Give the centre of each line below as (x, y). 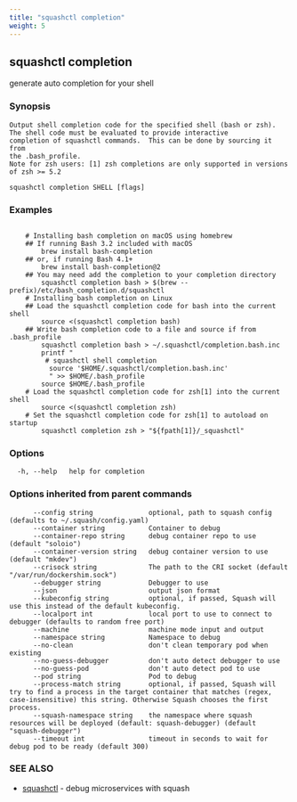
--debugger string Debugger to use (120, 583)
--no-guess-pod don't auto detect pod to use (146, 668)
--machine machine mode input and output (148, 629)
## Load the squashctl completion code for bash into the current (151, 306)
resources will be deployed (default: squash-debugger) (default (132, 723)
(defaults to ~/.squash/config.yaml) (79, 520)
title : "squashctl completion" (67, 17)
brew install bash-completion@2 (101, 267)
